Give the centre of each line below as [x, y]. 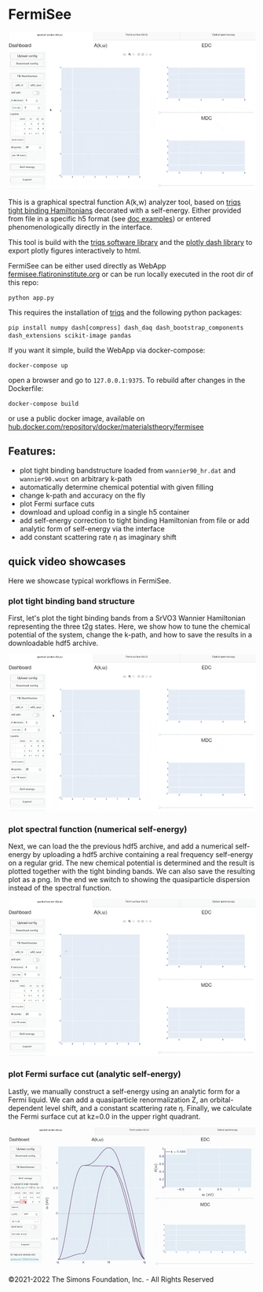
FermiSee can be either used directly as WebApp [87, 265]
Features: [32, 452]
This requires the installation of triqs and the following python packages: [125, 312]
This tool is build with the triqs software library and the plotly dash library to [130, 242]
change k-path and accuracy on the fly [82, 495]
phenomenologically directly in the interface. [80, 227]
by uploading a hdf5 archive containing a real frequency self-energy [143, 855]
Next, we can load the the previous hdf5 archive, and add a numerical [121, 846]
